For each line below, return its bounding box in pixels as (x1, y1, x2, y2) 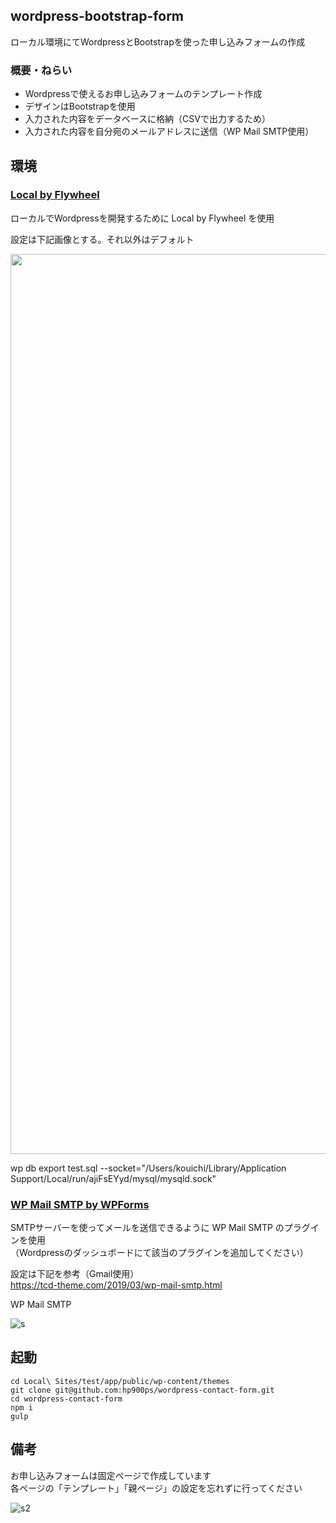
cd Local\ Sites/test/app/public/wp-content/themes (10, 1376, 230, 1386)
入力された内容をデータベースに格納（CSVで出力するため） (24, 113, 271, 125)
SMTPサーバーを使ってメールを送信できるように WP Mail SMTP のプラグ (10, 1222, 311, 1234)
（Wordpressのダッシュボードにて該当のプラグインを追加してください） (10, 1247, 309, 1259)
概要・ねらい (10, 63, 73, 77)
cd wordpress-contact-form (10, 1394, 123, 1404)
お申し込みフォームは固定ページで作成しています (10, 1469, 212, 1481)
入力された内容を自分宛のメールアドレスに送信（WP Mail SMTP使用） (24, 125, 315, 138)
